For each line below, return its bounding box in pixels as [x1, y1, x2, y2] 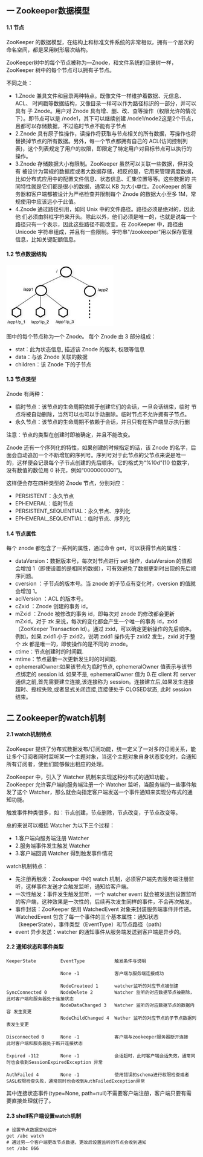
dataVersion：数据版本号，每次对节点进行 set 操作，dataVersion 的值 [14, 557, 187, 565]
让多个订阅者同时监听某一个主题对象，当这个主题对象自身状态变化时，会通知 [6, 753, 197, 760]
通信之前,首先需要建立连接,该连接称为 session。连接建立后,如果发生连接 [14, 678, 195, 685]
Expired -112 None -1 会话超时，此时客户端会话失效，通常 [6, 1053, 192, 1059]
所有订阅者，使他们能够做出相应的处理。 [6, 760, 107, 768]
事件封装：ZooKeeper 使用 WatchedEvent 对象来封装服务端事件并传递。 [14, 906, 195, 913]
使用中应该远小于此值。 [20, 198, 79, 205]
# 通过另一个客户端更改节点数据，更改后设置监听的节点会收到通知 [6, 1139, 147, 1146]
